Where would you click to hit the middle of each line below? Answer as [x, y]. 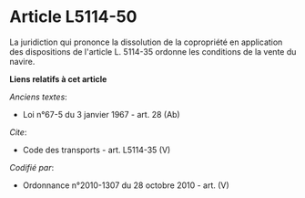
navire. [22, 61]
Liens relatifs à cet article [58, 78]
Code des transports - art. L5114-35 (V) [97, 150]
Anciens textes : [39, 97]
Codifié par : [32, 167]
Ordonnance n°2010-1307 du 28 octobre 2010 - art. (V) [126, 185]
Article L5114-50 [73, 17]
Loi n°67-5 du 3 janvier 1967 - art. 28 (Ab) [101, 114]
